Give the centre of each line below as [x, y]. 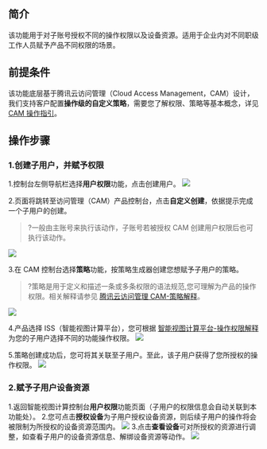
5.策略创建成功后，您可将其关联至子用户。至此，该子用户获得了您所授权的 [130, 355]
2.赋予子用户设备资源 [49, 388]
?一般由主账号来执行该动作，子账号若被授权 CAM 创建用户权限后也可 [141, 228]
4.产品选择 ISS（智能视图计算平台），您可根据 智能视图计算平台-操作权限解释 [133, 328]
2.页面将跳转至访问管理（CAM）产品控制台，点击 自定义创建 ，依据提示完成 [131, 201]
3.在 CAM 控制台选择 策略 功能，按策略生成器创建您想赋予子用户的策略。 [126, 270]
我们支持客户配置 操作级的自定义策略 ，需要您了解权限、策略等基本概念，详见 [133, 103]
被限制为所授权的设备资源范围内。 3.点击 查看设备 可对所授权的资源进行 [129, 426]
